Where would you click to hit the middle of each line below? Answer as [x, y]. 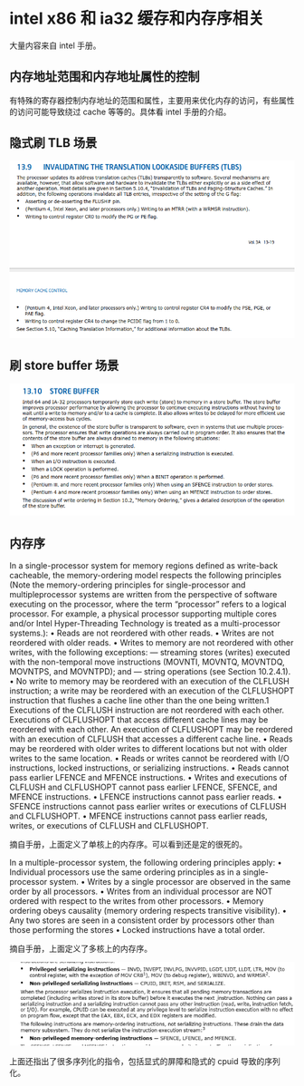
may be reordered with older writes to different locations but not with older [148, 749]
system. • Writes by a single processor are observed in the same [170, 882]
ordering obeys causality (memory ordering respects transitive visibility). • [148, 911]
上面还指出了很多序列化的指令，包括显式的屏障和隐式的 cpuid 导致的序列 [145, 1061]
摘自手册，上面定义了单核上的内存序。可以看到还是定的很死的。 [128, 845]
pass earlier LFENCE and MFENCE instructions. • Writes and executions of [148, 778]
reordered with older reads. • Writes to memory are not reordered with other [152, 643]
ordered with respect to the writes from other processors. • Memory [137, 901]
